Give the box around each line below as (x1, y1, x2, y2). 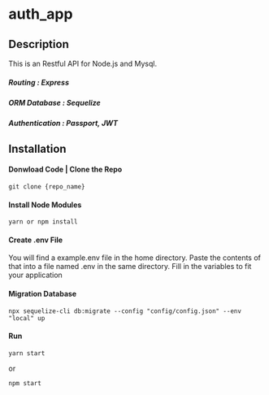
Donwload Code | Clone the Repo (8, 164, 123, 175)
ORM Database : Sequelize (8, 98, 101, 107)
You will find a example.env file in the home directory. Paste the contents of (8, 253, 262, 263)
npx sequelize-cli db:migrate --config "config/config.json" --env (8, 306, 242, 315)
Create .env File (8, 235, 63, 245)
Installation (8, 141, 67, 155)
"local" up (8, 314, 46, 322)
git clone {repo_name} (8, 182, 85, 191)
